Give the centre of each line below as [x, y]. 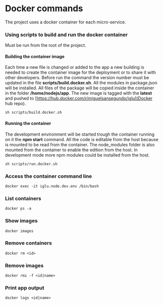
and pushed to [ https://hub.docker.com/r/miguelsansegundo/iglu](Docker [79, 99]
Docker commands [44, 9]
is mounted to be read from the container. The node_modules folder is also [80, 144]
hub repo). [16, 103]
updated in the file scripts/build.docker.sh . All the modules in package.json [81, 83]
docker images [19, 231]
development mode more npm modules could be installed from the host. [77, 155]
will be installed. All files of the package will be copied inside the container [80, 88]
